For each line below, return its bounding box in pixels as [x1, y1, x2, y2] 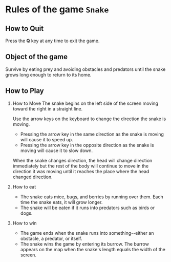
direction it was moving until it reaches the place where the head [12, 168, 149, 174]
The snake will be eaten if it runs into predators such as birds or [20, 204, 155, 211]
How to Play [5, 86, 45, 96]
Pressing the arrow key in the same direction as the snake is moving [20, 131, 164, 137]
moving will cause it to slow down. [20, 147, 93, 154]
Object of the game [5, 52, 68, 61]
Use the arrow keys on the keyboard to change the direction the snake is [12, 116, 166, 122]
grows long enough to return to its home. [5, 71, 92, 78]
